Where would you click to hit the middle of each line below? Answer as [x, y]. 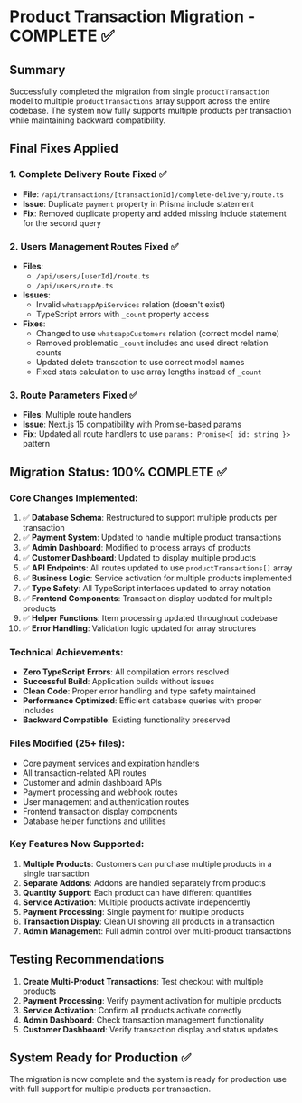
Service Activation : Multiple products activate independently [137, 902]
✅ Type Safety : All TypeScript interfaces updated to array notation [146, 588]
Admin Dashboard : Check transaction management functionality [143, 1020]
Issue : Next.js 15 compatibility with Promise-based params [132, 424]
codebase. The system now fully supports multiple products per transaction [151, 111]
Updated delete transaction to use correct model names [140, 362]
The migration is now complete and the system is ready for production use [148, 1079]
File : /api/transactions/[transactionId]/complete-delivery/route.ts [153, 194]
